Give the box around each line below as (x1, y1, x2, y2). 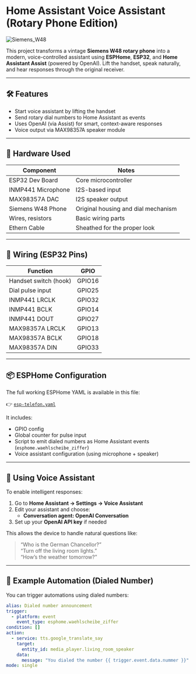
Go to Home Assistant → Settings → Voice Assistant (14, 499, 143, 507)
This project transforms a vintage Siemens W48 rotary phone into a (6, 47, 170, 54)
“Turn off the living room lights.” (20, 548, 97, 554)
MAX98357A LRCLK (9, 324, 66, 333)
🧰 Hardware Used (6, 149, 71, 159)
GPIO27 (76, 315, 99, 323)
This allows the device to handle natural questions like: (6, 530, 138, 536)
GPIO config (14, 426, 44, 433)
